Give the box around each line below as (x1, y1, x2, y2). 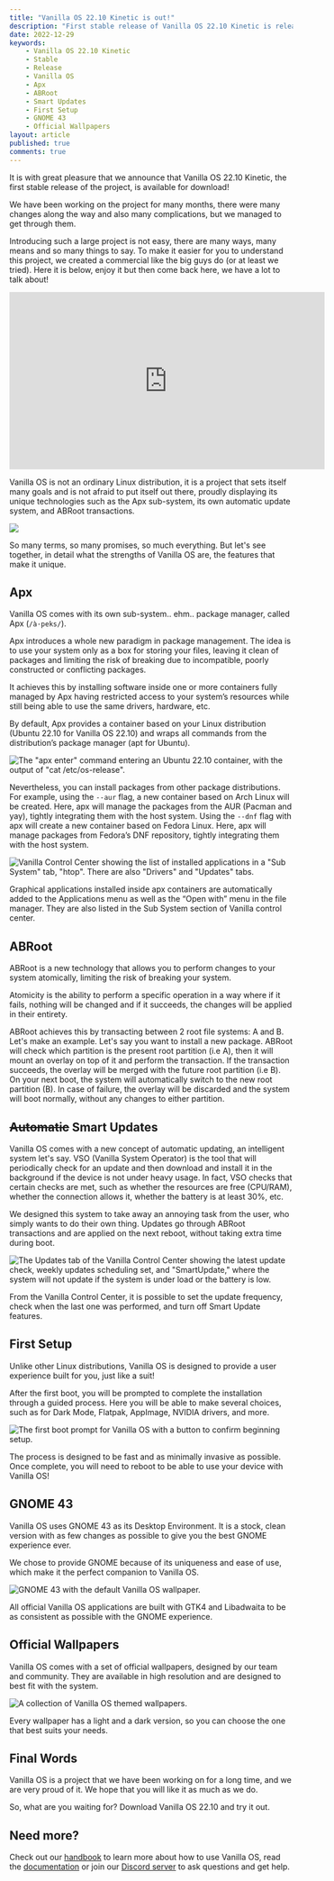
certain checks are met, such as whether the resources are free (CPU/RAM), (9, 1182, 293, 1193)
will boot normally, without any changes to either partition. (9, 1094, 225, 1104)
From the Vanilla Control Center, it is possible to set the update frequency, (9, 1292, 284, 1303)
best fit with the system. (9, 1680, 99, 1691)
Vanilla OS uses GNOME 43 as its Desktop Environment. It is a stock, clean (9, 1520, 286, 1531)
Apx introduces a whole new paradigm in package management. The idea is (9, 636, 291, 647)
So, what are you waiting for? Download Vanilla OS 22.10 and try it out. (9, 1802, 270, 1813)
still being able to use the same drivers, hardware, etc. (9, 701, 211, 712)
